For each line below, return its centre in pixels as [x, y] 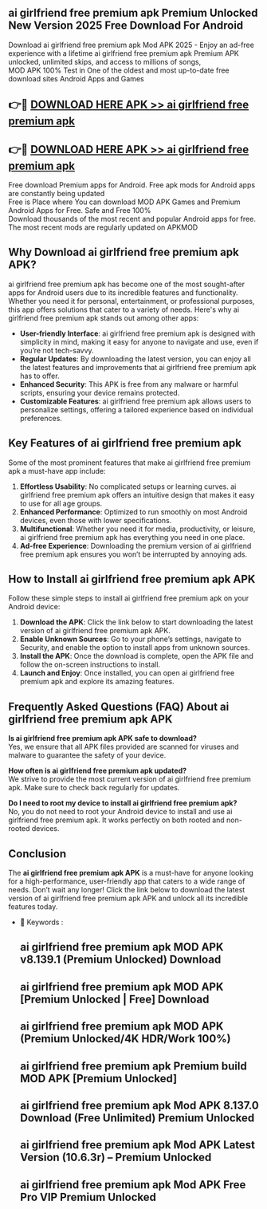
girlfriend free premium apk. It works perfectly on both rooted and [116, 820]
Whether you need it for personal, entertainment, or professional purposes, [132, 301]
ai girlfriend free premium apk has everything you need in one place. [132, 537]
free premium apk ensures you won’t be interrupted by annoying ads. [133, 554]
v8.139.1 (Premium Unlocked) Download [120, 960]
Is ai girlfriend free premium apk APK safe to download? [103, 738]
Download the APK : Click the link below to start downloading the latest [136, 622]
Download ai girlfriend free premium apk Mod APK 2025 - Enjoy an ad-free [132, 45]
